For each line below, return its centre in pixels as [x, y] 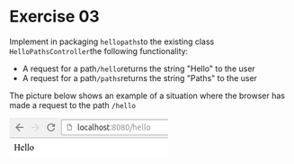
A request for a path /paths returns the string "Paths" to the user [140, 77]
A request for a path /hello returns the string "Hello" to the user [139, 68]
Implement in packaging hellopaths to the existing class [112, 41]
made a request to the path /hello [73, 105]
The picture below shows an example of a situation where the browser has [147, 96]
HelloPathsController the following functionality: [99, 50]
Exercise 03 [55, 17]
